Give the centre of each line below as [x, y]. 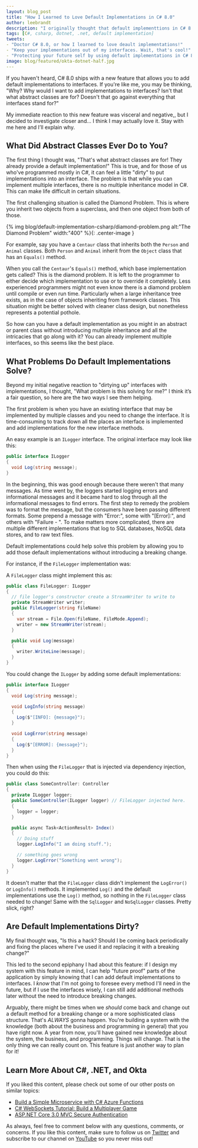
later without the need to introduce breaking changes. [71, 996]
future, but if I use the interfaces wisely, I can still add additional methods [95, 990]
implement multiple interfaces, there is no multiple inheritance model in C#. [97, 185]
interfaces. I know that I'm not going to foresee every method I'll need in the [98, 984]
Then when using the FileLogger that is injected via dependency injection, [96, 767]
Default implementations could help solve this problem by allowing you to [95, 546]
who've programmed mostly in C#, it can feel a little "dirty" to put [85, 173]
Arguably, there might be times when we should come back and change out [98, 1008]
